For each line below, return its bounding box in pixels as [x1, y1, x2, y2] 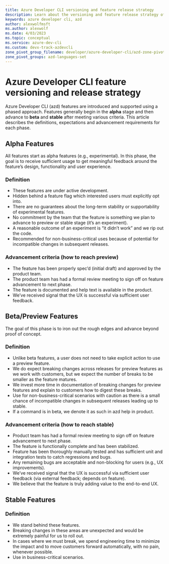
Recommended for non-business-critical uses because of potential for [12, 236, 159, 242]
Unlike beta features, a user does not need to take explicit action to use [12, 355, 160, 361]
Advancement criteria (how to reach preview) [5, 254, 119, 261]
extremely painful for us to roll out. [12, 533, 84, 539]
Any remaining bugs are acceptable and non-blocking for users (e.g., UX [12, 460, 163, 466]
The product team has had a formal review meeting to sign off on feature [12, 276, 163, 282]
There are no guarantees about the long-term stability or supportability [12, 204, 159, 210]
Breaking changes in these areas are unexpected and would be [12, 527, 144, 533]
